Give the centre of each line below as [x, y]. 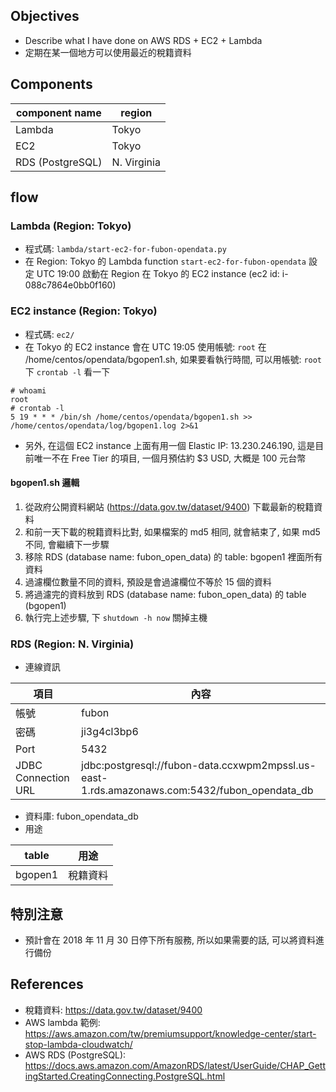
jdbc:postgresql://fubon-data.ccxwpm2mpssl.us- [199, 766]
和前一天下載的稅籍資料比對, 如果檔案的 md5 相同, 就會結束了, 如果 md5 [172, 531]
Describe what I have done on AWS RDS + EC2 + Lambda [143, 40]
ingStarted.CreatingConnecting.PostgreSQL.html [125, 1076]
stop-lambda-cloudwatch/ [78, 1044]
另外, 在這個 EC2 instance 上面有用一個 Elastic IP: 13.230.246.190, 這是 [170, 445]
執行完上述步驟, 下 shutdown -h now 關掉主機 [116, 617]
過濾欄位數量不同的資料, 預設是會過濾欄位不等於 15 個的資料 [148, 581]
